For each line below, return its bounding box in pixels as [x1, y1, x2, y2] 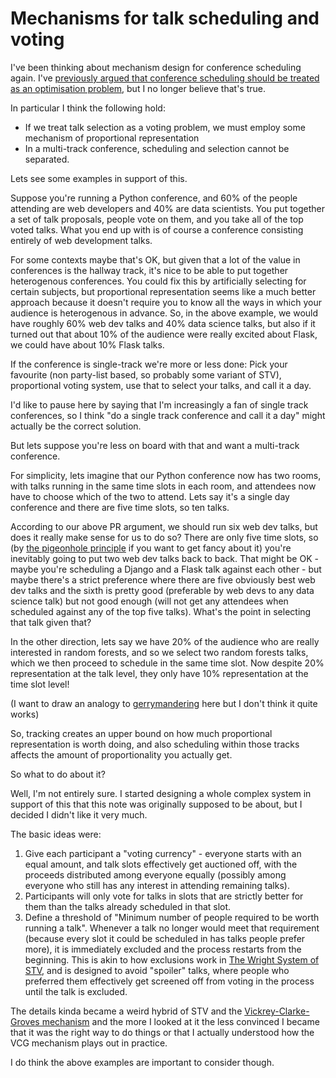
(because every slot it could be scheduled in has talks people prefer [24, 932, 306, 944]
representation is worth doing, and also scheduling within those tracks [10, 738, 300, 750]
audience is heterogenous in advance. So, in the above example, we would [10, 307, 319, 319]
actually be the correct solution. [10, 420, 142, 432]
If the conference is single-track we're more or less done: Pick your [10, 358, 288, 370]
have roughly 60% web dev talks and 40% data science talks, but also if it [10, 317, 316, 329]
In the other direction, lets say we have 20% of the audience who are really [10, 635, 320, 647]
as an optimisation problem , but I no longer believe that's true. [10, 82, 266, 94]
